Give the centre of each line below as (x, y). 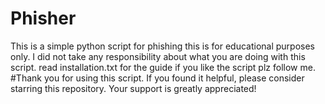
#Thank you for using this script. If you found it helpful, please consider (157, 78)
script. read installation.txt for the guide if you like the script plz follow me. (163, 67)
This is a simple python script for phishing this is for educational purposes (162, 46)
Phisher (43, 18)
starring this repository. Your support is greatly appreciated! (133, 88)
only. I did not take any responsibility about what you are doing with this (158, 56)
